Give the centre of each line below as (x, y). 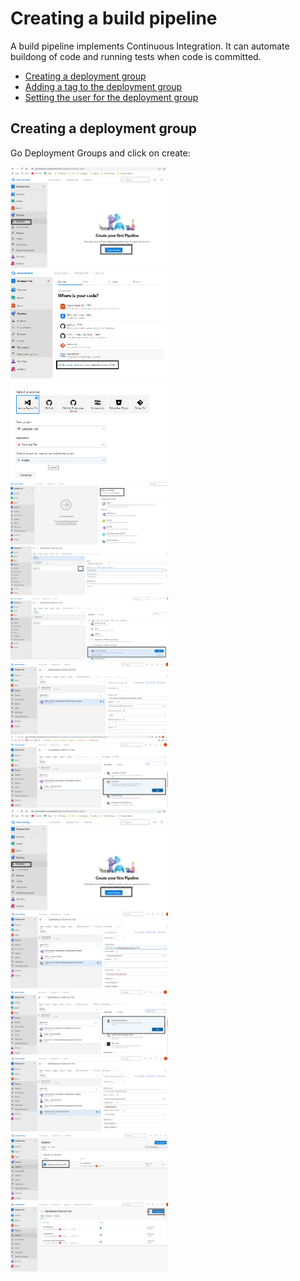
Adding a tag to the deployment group (103, 86)
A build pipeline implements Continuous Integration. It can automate (150, 46)
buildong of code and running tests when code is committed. (136, 56)
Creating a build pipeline (114, 18)
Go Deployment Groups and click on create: (100, 153)
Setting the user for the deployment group (111, 97)
